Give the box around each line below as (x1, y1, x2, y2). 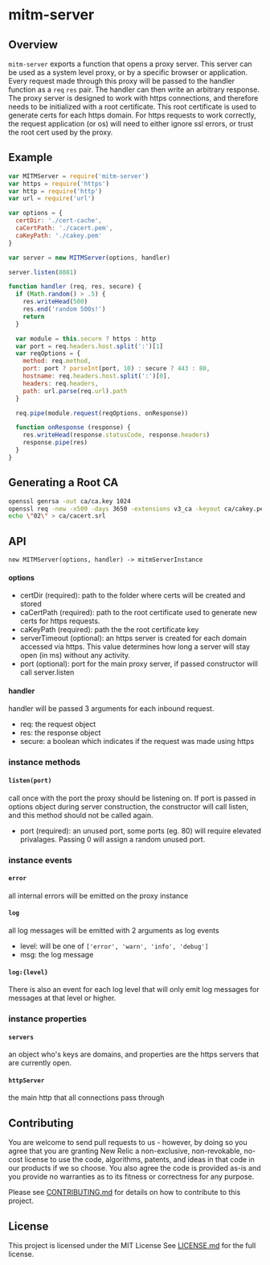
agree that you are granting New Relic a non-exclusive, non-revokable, (8, 1146, 243, 1156)
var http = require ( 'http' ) (8, 187, 103, 195)
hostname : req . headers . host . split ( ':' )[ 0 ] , (22, 372, 171, 380)
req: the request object (19, 719, 96, 730)
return (22, 312, 45, 320)
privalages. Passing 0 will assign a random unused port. (19, 834, 206, 844)
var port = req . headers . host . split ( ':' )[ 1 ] (15, 342, 163, 350)
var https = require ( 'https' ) (8, 180, 110, 188)
